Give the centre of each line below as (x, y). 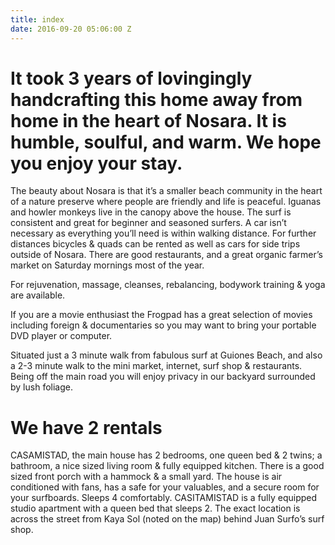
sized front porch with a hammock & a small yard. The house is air (146, 477)
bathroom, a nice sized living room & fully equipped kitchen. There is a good (167, 466)
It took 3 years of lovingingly (131, 78)
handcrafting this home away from (156, 99)
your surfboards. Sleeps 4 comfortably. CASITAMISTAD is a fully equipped (164, 498)
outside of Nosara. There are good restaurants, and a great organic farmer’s (166, 255)
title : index (37, 19)
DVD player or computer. (61, 336)
